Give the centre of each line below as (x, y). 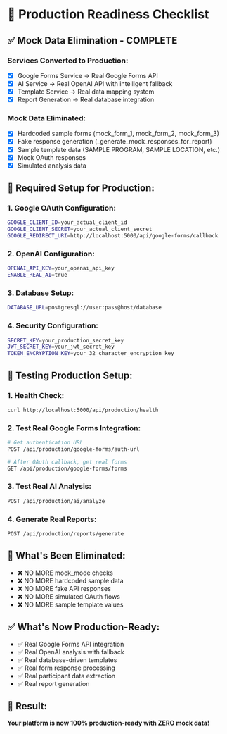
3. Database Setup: (41, 293)
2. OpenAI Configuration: (51, 254)
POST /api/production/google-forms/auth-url (73, 449)
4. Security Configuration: (53, 325)
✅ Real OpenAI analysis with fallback (71, 652)
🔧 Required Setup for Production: (81, 188)
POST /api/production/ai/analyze (56, 501)
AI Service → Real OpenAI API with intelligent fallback (95, 83)
